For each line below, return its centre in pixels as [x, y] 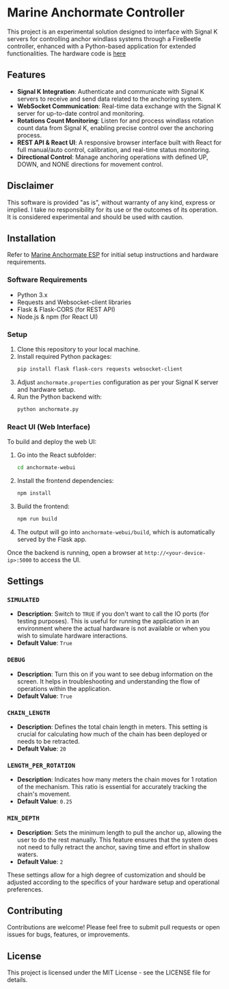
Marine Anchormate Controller [96, 13]
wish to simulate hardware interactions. [72, 636]
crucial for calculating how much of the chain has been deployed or [112, 734]
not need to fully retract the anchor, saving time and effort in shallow [113, 847]
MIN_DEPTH [23, 818]
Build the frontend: [43, 506]
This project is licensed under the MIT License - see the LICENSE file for [109, 973]
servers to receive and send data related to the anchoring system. [110, 99]
